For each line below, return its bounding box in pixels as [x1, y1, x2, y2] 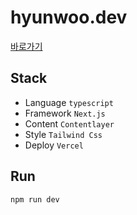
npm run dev [10, 194, 60, 205]
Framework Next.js [24, 107, 106, 119]
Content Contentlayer [24, 117, 115, 130]
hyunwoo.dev [10, 6, 128, 29]
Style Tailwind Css [24, 128, 103, 140]
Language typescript [24, 96, 114, 108]
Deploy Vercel [24, 139, 84, 151]
